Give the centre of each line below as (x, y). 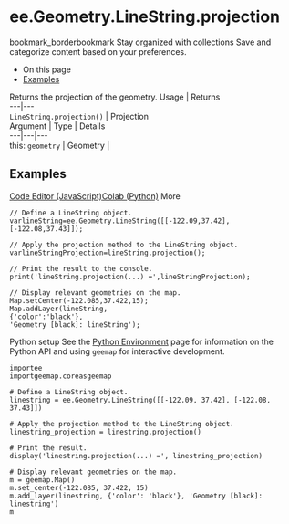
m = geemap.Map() (42, 480)
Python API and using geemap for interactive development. (117, 351)
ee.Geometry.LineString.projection (145, 17)
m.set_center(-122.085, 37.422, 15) (79, 487)
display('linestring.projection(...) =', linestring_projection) (136, 456)
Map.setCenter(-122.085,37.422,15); (79, 300)
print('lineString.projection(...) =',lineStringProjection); (130, 277)
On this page (46, 69)
